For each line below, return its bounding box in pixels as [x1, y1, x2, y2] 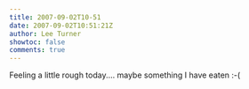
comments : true [9, 46, 66, 55]
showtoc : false [9, 37, 66, 47]
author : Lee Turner [9, 29, 82, 38]
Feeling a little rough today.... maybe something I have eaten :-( [9, 70, 241, 80]
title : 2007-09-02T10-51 [9, 12, 101, 22]
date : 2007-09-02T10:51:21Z [9, 21, 114, 30]
